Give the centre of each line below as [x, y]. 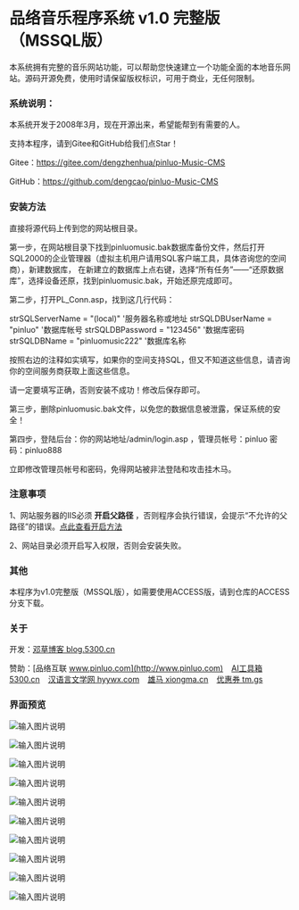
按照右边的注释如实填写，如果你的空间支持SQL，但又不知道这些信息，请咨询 [150, 360]
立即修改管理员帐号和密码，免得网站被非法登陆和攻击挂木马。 [123, 468]
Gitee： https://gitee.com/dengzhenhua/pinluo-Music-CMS [117, 162]
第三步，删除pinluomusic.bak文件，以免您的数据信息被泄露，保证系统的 [141, 409]
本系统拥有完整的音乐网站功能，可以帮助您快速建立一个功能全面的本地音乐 [146, 67]
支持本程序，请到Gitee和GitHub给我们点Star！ [94, 144]
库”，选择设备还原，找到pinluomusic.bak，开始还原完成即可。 [124, 280]
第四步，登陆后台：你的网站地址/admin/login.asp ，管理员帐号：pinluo [138, 439]
